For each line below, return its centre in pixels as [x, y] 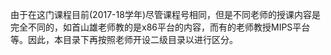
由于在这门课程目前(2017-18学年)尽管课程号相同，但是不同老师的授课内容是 [165, 14]
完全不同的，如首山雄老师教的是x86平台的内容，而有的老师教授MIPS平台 [160, 27]
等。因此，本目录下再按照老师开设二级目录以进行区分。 [124, 39]
